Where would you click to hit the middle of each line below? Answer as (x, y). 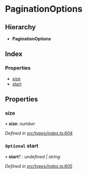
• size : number (20, 124)
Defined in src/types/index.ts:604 (39, 133)
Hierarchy (21, 27)
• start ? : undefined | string (33, 156)
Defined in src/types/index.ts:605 (39, 166)
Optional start (22, 146)
